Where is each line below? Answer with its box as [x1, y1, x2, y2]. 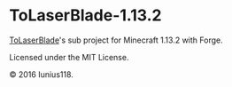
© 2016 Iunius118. [9, 68, 73, 80]
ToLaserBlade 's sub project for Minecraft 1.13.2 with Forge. [9, 35, 223, 45]
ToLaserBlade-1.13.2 [9, 5, 162, 26]
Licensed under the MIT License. [9, 51, 129, 62]
